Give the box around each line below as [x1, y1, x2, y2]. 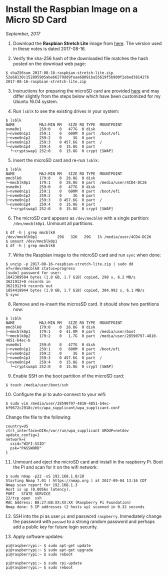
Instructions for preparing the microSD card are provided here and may [12, 87, 159, 93]
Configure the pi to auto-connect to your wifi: [12, 391, 106, 397]
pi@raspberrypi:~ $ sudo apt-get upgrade [5, 547, 93, 552]
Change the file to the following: [5, 414, 71, 420]
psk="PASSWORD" [10, 445, 42, 450]
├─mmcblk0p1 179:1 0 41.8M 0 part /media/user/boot [5, 329, 136, 334]
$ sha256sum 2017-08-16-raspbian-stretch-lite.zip [5, 70, 113, 75]
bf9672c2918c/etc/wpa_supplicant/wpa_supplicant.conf [5, 405, 120, 410]
